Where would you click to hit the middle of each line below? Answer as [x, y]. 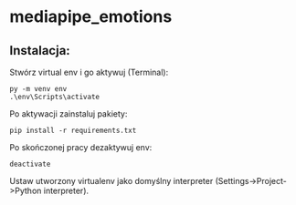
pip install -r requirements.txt [73, 130]
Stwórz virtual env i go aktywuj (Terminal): [89, 72]
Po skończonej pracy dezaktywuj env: [81, 147]
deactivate [30, 164]
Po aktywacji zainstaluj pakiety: [69, 114]
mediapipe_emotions [91, 17]
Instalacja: [40, 51]
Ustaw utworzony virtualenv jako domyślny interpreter [111, 181]
